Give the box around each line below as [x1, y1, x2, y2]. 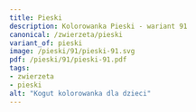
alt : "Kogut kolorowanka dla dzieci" [9, 89, 152, 98]
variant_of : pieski [9, 38, 83, 48]
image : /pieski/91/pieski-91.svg [9, 47, 135, 56]
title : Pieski [9, 13, 63, 23]
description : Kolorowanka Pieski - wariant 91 [9, 22, 188, 31]
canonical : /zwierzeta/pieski [9, 30, 124, 39]
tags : [9, 64, 30, 73]
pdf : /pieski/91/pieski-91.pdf [9, 55, 127, 64]
